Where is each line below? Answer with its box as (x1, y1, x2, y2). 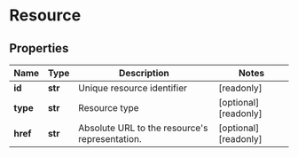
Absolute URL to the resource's (78, 122, 208, 134)
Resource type (78, 102, 139, 114)
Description (118, 67, 170, 79)
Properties (9, 41, 69, 56)
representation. (78, 133, 142, 145)
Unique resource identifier (78, 82, 188, 94)
